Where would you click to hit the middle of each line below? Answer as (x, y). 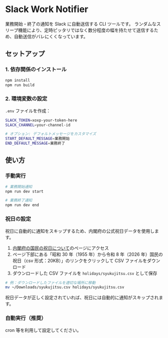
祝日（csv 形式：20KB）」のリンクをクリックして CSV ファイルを (80, 260)
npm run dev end (22, 205)
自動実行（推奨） (26, 318)
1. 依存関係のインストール (36, 70)
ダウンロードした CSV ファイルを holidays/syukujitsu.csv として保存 (85, 273)
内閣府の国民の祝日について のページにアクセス (61, 248)
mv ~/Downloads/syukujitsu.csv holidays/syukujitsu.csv (65, 287)
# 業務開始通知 (19, 187)
